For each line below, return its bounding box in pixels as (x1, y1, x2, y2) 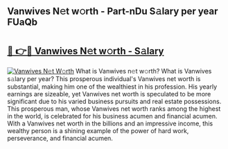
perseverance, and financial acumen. (7, 134, 113, 142)
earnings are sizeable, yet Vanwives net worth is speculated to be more (7, 90, 211, 98)
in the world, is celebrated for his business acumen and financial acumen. (7, 112, 218, 120)
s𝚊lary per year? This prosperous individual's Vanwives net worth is (7, 75, 201, 82)
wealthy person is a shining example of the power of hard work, (7, 127, 189, 134)
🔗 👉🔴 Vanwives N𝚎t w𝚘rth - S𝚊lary (7, 45, 164, 57)
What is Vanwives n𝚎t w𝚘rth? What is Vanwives (75, 67, 212, 75)
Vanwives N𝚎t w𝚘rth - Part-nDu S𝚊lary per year (7, 6, 218, 17)
